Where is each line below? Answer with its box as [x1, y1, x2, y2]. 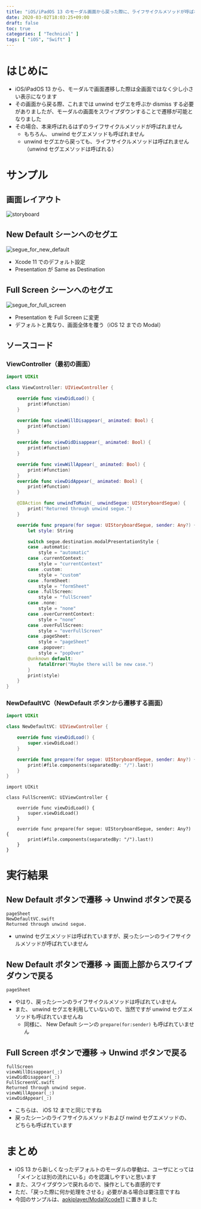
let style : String [28, 527, 74, 534]
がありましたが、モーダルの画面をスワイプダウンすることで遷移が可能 [14, 107, 188, 115]
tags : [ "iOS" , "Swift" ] [6, 37, 71, 43]
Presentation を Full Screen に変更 [14, 313, 100, 321]
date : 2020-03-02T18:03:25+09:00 [6, 14, 90, 20]
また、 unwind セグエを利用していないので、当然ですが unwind [14, 1006, 171, 1013]
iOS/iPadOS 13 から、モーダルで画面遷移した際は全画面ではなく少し [14, 85, 184, 92]
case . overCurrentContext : [28, 611, 95, 617]
